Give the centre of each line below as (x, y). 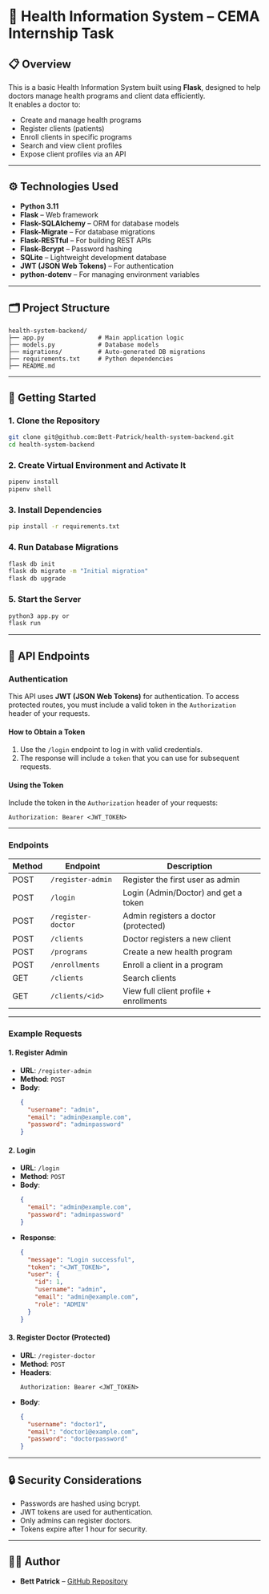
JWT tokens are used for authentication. (86, 1511)
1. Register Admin (38, 1053)
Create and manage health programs (80, 120)
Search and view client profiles (71, 145)
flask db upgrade (37, 579)
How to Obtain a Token (47, 732)
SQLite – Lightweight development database (93, 257)
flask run (25, 624)
